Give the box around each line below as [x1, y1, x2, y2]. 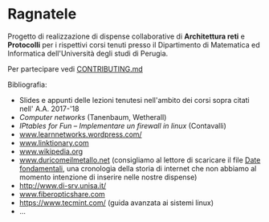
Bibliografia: [7, 80, 47, 89]
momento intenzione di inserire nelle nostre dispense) [18, 172, 198, 182]
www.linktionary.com [18, 138, 89, 147]
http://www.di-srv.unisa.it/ [18, 180, 107, 190]
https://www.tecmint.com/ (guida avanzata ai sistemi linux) [18, 198, 214, 208]
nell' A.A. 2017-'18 [18, 104, 79, 113]
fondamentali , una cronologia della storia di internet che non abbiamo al [18, 163, 257, 173]
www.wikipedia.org [18, 146, 84, 156]
